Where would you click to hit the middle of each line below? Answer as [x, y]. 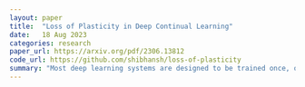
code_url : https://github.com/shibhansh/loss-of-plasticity [126, 60]
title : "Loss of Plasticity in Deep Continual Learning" [121, 26]
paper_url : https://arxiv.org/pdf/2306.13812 [97, 52]
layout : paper [36, 18]
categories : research [50, 43]
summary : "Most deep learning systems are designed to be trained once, [150, 69]
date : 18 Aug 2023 [49, 34]
